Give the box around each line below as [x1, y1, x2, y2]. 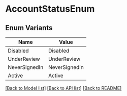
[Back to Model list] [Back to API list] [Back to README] [5, 85, 122, 91]
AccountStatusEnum [5, 3, 95, 15]
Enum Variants [5, 23, 53, 32]
